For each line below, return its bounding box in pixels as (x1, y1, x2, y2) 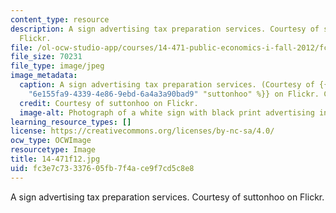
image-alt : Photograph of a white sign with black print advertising (19, 107, 315, 118)
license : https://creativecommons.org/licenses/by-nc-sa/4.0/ (10, 126, 275, 136)
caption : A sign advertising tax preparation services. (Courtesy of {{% (19, 80, 333, 90)
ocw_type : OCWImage (10, 136, 92, 146)
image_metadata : (10, 71, 78, 81)
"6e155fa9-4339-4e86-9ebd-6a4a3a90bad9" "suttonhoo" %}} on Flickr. (28, 89, 320, 99)
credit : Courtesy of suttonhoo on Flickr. (19, 98, 199, 108)
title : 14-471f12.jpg (10, 154, 101, 164)
